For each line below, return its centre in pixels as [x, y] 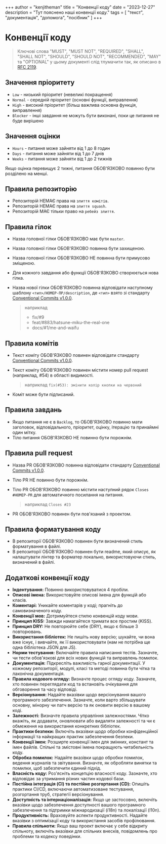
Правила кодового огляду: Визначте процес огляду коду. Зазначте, [84, 679]
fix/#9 [38, 317]
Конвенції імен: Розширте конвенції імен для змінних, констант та [83, 742]
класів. [20, 600]
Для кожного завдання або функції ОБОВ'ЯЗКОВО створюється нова [85, 273]
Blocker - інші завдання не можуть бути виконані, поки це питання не [86, 115]
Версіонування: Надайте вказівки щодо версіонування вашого [79, 695]
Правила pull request [39, 453]
